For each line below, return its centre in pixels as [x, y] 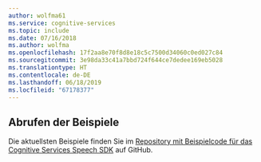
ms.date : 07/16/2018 [43, 38]
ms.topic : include [39, 30]
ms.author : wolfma [39, 45]
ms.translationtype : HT [48, 68]
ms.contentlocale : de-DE [49, 75]
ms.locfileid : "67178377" [51, 90]
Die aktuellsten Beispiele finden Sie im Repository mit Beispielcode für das [130, 141]
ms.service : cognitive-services [62, 23]
